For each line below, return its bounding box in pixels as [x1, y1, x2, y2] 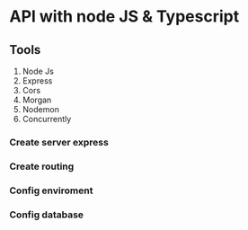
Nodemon [22, 104, 60, 114]
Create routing [9, 160, 75, 172]
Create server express [9, 136, 110, 148]
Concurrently [22, 114, 72, 124]
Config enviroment [9, 184, 93, 197]
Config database [9, 208, 84, 221]
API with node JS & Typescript [9, 6, 240, 27]
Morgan [22, 94, 52, 105]
